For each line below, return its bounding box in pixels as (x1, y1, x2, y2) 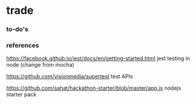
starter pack (6, 91, 37, 98)
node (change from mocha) (6, 61, 75, 69)
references (6, 41, 39, 50)
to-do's (6, 25, 29, 34)
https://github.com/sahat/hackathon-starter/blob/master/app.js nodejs (6, 85, 182, 92)
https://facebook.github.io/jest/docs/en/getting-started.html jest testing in (6, 55, 191, 62)
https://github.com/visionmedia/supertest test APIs (6, 73, 133, 80)
